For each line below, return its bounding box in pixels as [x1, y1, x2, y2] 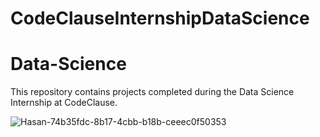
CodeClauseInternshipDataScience [10, 7, 310, 30]
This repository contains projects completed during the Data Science [10, 86, 295, 98]
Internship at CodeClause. [10, 97, 118, 109]
